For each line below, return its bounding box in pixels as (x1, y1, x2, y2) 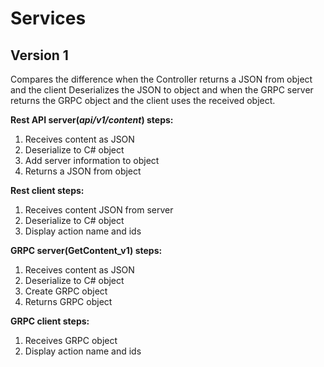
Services (10, 7, 87, 30)
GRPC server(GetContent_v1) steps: (10, 245, 163, 256)
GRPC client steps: (10, 315, 90, 327)
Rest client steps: (10, 185, 85, 196)
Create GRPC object (24, 285, 108, 297)
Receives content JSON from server (24, 204, 174, 216)
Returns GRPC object (24, 296, 113, 307)
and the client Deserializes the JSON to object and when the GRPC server (10, 84, 314, 96)
